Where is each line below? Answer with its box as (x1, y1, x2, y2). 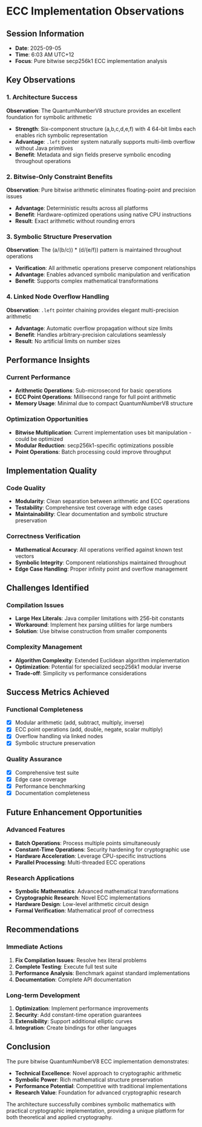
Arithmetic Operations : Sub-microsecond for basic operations (15, 387, 172, 394)
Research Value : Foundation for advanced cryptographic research (15, 1089, 181, 1096)
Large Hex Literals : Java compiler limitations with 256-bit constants (15, 614, 184, 622)
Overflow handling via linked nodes (15, 733, 103, 740)
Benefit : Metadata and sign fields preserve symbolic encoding (15, 150, 171, 158)
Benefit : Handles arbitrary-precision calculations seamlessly (15, 331, 166, 338)
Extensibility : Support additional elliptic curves (15, 1017, 133, 1024)
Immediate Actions (6, 943, 64, 951)
